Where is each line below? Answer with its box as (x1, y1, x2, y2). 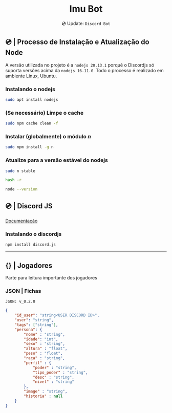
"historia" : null (24, 394, 63, 399)
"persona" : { (14, 327, 42, 332)
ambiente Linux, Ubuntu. (5, 73, 57, 79)
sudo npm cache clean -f (5, 121, 58, 126)
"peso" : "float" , (24, 351, 63, 356)
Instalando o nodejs (5, 85, 55, 93)
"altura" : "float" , (24, 346, 68, 351)
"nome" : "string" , (24, 332, 66, 337)
